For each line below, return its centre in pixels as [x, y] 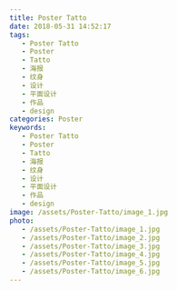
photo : [22, 220]
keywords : [28, 128]
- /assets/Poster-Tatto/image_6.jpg [91, 272]
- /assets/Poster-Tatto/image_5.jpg [91, 263]
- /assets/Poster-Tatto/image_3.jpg [91, 246]
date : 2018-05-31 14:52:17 [60, 26]
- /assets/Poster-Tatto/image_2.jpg [91, 237]
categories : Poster [46, 119]
